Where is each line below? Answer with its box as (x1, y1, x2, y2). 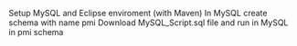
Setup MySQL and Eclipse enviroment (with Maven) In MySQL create (8, 8, 268, 18)
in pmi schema (8, 27, 64, 37)
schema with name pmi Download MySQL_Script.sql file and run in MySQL (8, 17, 289, 28)
